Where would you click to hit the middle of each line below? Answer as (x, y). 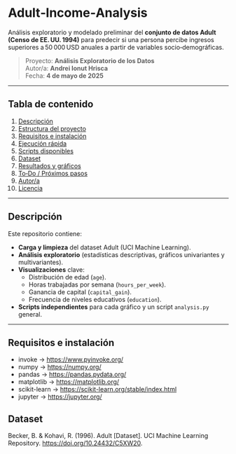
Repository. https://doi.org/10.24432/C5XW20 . (75, 443)
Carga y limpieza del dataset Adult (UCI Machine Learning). (104, 247)
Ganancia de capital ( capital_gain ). (80, 291)
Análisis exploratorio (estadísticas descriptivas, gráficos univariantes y (121, 254)
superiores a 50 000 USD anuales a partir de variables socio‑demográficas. (116, 47)
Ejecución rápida (42, 143)
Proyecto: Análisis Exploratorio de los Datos (90, 60)
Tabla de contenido (51, 104)
